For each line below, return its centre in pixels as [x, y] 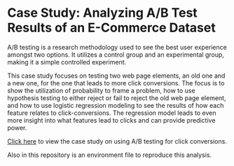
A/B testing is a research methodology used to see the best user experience [117, 47]
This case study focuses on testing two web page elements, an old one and [116, 76]
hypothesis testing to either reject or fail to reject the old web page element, [117, 98]
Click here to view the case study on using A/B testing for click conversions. [117, 141]
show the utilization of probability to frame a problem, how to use [101, 90]
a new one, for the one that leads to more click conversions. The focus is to [116, 83]
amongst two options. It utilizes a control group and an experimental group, [116, 55]
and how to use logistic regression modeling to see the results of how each [116, 105]
